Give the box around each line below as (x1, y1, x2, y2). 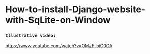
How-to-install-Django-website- (5, 4, 146, 15)
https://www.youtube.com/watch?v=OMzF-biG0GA (5, 43, 113, 49)
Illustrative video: (5, 33, 56, 39)
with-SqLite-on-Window (5, 14, 111, 26)
